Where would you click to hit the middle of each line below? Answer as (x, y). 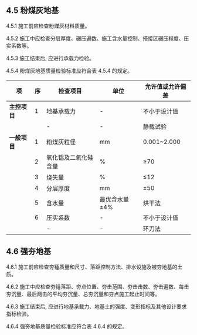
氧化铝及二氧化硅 (70, 158)
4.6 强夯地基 (29, 252)
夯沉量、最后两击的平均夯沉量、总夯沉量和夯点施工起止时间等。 (83, 294)
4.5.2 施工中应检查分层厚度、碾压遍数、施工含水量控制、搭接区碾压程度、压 (98, 38)
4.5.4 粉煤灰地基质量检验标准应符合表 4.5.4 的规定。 (69, 71)
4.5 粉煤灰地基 (33, 11)
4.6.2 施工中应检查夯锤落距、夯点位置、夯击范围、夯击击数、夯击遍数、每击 (98, 286)
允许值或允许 (162, 86)
